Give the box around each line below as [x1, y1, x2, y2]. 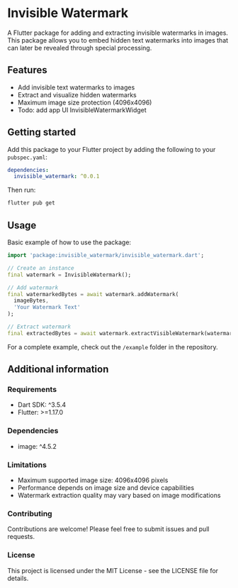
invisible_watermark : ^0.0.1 [13, 173, 100, 180]
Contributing [7, 508, 52, 518]
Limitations [7, 459, 47, 469]
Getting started [7, 126, 76, 138]
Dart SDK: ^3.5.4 [17, 401, 67, 409]
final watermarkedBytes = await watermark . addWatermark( [7, 290, 179, 298]
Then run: [7, 186, 36, 195]
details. [7, 574, 29, 582]
